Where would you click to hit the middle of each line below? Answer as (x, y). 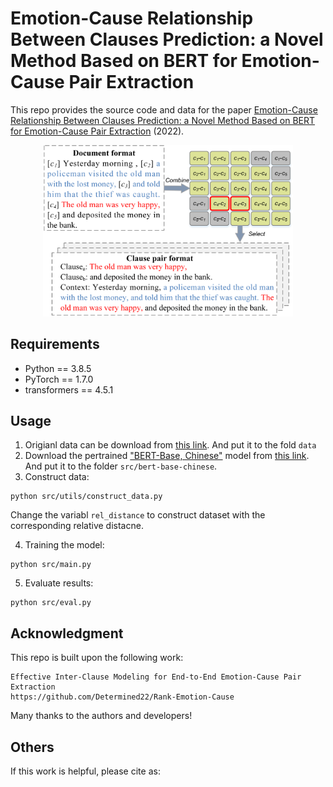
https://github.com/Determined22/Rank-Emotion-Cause (122, 697)
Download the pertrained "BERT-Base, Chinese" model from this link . (167, 456)
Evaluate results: (59, 583)
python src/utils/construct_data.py (86, 497)
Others (32, 747)
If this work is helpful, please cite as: (85, 771)
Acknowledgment (67, 633)
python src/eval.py (51, 603)
